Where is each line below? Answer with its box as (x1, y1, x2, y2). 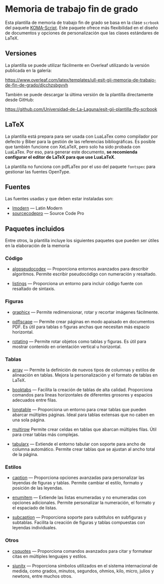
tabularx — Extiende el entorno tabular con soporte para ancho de (12, 441, 146, 447)
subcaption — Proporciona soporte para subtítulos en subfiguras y (12, 514, 146, 521)
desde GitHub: (5, 97, 34, 103)
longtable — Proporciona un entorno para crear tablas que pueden (12, 407, 146, 413)
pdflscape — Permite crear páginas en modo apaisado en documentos (12, 318, 155, 324)
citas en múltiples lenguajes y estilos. (12, 553, 87, 559)
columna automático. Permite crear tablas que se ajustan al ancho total (12, 446, 155, 452)
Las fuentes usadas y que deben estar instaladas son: (5, 196, 114, 202)
